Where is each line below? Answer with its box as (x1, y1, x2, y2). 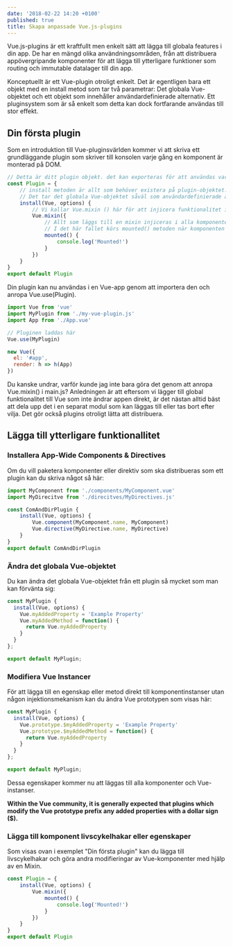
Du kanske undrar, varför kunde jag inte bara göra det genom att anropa (7, 380, 213, 389)
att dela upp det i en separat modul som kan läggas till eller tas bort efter (7, 402, 215, 411)
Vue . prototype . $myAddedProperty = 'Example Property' (19, 721, 178, 728)
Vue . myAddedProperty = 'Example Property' (19, 611, 144, 617)
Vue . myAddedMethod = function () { (19, 617, 119, 624)
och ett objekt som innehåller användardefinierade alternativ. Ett (32, 92, 216, 101)
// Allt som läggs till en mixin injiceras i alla (44, 219, 194, 226)
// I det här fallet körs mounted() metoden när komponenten (44, 225, 225, 232)
